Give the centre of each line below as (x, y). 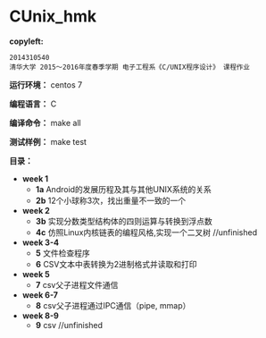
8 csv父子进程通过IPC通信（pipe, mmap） (113, 305)
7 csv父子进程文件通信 (77, 284)
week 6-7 (40, 295)
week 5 (36, 274)
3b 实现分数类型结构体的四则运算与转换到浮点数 (124, 221)
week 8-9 (41, 316)
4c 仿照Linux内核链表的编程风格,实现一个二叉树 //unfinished (146, 232)
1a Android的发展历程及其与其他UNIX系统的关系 (123, 189)
